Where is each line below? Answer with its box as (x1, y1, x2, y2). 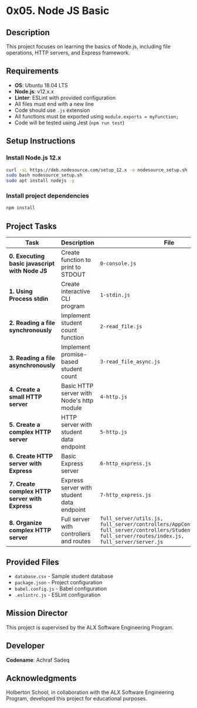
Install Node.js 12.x (6, 154, 62, 162)
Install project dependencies (6, 192, 90, 200)
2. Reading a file (9, 319, 56, 327)
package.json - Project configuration (14, 578, 103, 586)
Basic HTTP (60, 382, 94, 390)
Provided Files (6, 557, 60, 567)
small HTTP (9, 393, 42, 401)
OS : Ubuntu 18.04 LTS (14, 81, 69, 88)
